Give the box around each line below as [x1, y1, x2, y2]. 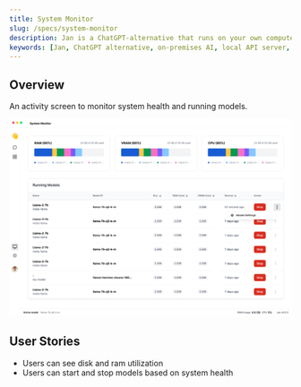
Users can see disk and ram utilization [21, 357, 164, 368]
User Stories [9, 334, 81, 349]
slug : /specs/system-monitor [9, 23, 118, 33]
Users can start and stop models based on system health [21, 367, 234, 378]
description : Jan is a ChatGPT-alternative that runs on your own [9, 33, 262, 42]
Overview [9, 77, 65, 92]
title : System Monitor [9, 14, 94, 23]
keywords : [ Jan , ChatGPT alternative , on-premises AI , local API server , [9, 43, 291, 52]
